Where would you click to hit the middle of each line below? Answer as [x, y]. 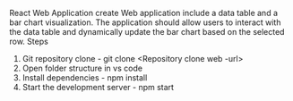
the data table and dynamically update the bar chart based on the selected [147, 32]
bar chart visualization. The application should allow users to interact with [145, 22]
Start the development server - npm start [98, 87]
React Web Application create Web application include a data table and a [144, 13]
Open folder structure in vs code [82, 68]
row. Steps [29, 41]
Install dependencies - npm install [85, 78]
